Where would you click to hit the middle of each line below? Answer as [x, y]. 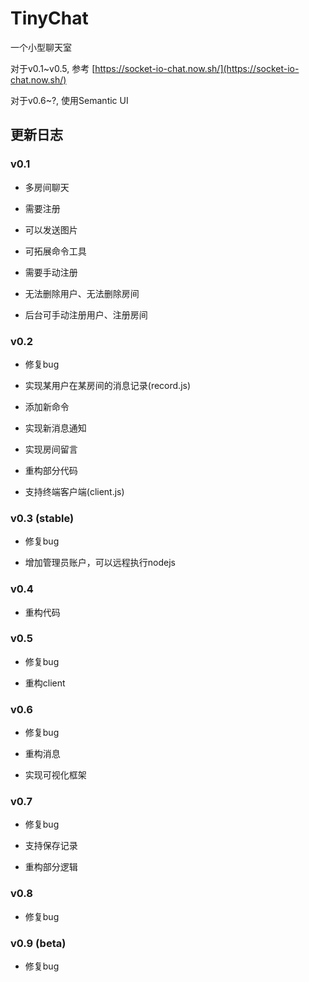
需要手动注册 [51, 272]
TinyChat [49, 18]
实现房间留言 [51, 449]
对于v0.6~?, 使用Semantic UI [69, 100]
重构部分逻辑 [51, 867]
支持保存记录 [51, 846]
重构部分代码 [51, 470]
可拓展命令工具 [55, 251]
